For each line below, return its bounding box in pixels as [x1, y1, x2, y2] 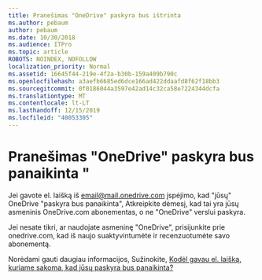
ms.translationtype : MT [8, 92, 87, 100]
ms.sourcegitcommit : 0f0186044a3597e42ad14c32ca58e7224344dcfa [8, 84, 220, 93]
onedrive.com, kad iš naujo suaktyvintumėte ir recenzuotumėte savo [8, 230, 231, 240]
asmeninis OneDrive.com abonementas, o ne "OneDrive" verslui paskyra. [8, 207, 245, 216]
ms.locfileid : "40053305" [8, 114, 93, 122]
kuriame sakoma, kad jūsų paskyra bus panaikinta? [8, 263, 174, 272]
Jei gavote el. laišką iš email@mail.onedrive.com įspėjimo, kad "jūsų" [8, 190, 232, 200]
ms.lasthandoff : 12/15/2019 [8, 107, 101, 115]
